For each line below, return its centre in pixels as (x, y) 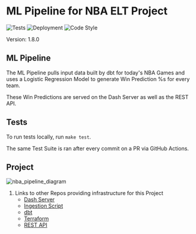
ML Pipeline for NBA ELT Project (87, 11)
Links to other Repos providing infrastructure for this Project (89, 193)
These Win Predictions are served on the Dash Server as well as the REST (97, 97)
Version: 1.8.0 (23, 39)
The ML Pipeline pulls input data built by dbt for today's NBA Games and (96, 73)
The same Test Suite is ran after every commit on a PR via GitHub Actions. (98, 148)
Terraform (36, 219)
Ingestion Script (43, 206)
